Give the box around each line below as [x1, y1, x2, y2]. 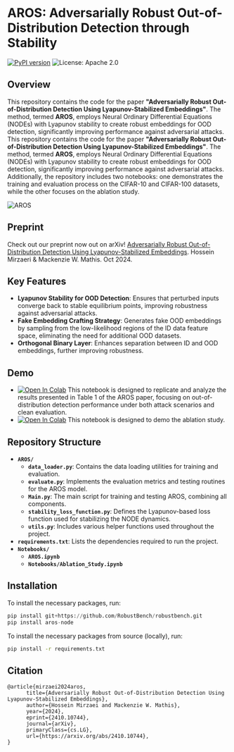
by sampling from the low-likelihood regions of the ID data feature [17, 324, 209, 333]
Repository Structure [7, 436, 102, 448]
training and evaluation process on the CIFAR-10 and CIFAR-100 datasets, [7, 180, 220, 188]
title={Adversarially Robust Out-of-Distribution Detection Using [25, 689, 225, 697]
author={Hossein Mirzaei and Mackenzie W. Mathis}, [25, 702, 181, 709]
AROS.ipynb [27, 553, 60, 560]
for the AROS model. [27, 485, 88, 493]
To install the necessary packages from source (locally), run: [7, 631, 183, 640]
